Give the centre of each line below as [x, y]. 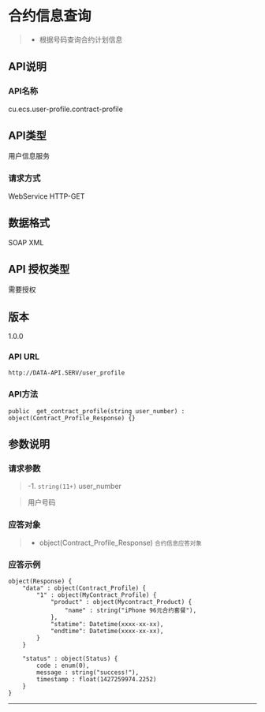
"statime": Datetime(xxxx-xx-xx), [107, 624]
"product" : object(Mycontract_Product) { [121, 602]
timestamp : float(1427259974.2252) [97, 680]
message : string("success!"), [88, 673]
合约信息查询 [50, 16]
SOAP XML [26, 242]
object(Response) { [40, 582]
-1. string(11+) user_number [75, 486]
